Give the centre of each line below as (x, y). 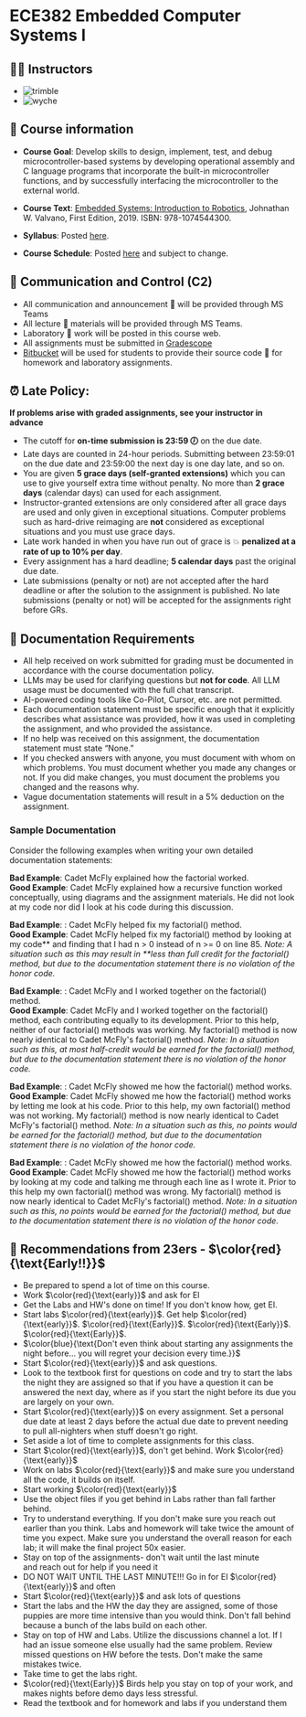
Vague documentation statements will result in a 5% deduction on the (153, 797)
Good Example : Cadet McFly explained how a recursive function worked (146, 887)
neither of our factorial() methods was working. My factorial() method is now (153, 1029)
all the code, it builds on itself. (79, 1480)
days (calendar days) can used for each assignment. (122, 493)
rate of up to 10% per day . (73, 552)
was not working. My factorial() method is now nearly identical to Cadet (144, 1115)
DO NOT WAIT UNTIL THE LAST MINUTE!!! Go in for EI (125, 1577)
